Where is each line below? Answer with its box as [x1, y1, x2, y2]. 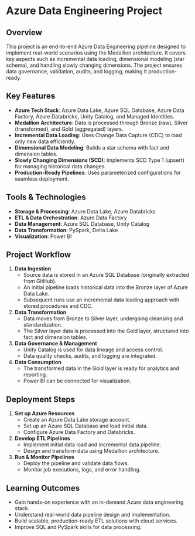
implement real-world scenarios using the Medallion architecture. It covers [6, 49, 186, 56]
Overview [6, 28, 43, 38]
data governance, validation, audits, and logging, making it [6, 68, 148, 74]
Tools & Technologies [6, 192, 86, 202]
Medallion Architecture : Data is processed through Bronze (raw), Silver [14, 119, 189, 126]
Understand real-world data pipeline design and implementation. [14, 511, 171, 518]
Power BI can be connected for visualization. [23, 377, 132, 385]
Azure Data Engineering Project [6, 4, 163, 18]
